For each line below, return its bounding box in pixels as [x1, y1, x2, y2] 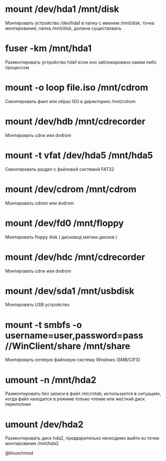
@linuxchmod [5, 450, 33, 456]
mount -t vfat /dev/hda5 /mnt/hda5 [5, 149, 153, 161]
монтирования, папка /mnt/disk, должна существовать [5, 25, 122, 31]
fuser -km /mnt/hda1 [5, 43, 92, 54]
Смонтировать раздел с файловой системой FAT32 [5, 166, 114, 172]
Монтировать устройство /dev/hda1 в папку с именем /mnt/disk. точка [5, 20, 155, 26]
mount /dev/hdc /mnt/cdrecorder [5, 251, 146, 262]
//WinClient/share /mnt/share [5, 340, 131, 351]
